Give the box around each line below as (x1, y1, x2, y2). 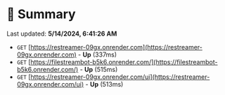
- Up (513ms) (85, 80, 124, 88)
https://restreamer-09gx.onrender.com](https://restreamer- (30, 43, 203, 51)
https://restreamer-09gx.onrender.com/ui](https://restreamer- (30, 73, 210, 81)
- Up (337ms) (77, 50, 117, 59)
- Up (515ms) (79, 65, 118, 73)
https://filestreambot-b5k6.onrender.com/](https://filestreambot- (30, 57, 218, 66)
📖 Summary (6, 6, 76, 22)
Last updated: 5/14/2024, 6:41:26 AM (6, 29, 117, 38)
